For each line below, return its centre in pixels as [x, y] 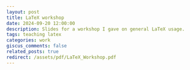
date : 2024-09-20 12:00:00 [41, 23]
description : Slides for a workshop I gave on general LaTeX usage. [96, 29]
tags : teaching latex [34, 35]
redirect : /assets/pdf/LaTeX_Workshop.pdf [61, 57]
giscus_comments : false [37, 46]
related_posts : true [33, 52]
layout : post [23, 12]
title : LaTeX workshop [35, 18]
